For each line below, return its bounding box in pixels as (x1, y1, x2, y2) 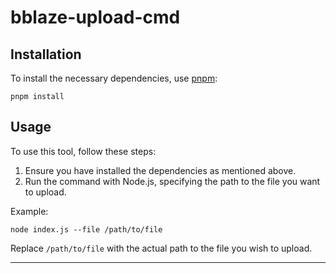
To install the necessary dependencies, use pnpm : (10, 72, 218, 84)
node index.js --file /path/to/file (10, 224, 163, 235)
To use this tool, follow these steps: (10, 145, 157, 157)
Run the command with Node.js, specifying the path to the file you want (24, 175, 321, 187)
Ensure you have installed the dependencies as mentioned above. (24, 164, 297, 176)
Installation (10, 46, 82, 63)
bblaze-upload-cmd (10, 6, 181, 29)
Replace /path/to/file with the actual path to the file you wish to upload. (10, 242, 313, 254)
